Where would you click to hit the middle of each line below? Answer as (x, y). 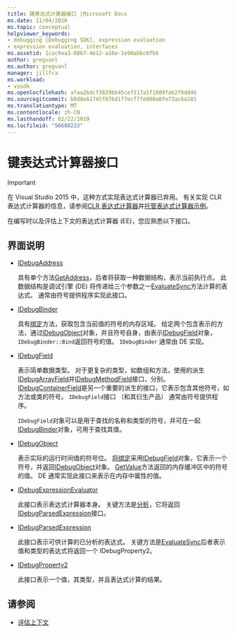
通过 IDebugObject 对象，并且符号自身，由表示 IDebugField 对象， (123, 333)
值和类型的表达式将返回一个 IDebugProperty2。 (87, 551)
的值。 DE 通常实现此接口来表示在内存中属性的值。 (91, 476)
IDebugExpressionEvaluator (58, 490)
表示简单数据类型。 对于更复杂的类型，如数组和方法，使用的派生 (111, 370)
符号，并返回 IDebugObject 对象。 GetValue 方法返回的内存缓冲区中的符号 (123, 467)
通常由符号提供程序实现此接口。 (84, 295)
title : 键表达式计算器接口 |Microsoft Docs (67, 14)
